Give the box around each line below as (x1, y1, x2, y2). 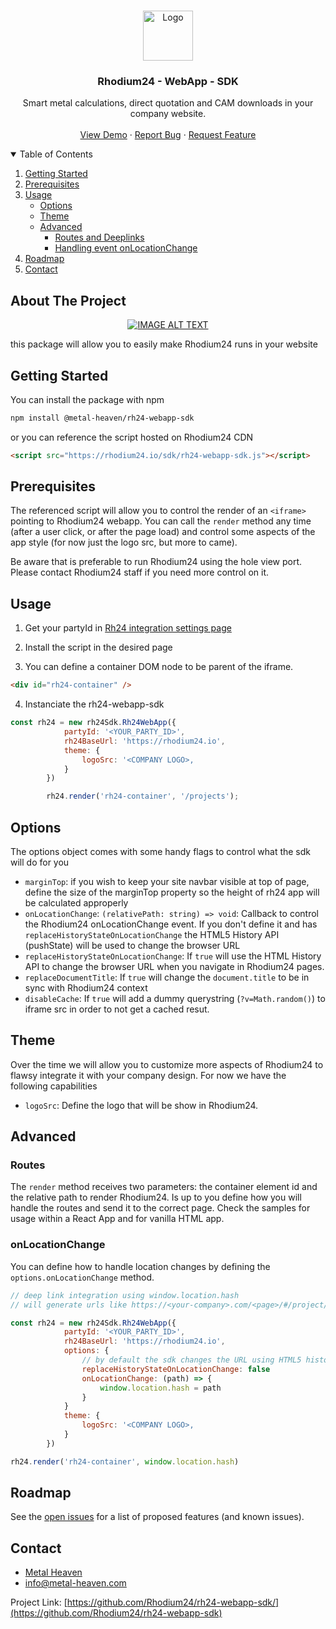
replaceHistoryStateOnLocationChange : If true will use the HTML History (24, 950, 322, 962)
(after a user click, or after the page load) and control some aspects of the (10, 526, 316, 538)
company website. (129, 108, 207, 120)
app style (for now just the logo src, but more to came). (10, 536, 238, 549)
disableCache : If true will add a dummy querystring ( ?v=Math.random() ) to (24, 992, 326, 1004)
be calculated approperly (24, 896, 129, 909)
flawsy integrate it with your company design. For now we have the (10, 1069, 287, 1081)
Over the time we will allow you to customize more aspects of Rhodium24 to (10, 1058, 324, 1070)
